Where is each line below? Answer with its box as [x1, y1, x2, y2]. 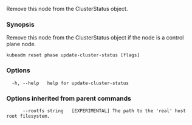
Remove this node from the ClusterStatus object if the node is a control [6, 34, 184, 41]
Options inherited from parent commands [6, 94, 132, 103]
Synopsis [6, 20, 35, 29]
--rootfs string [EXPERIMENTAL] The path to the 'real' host [22, 107, 187, 114]
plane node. [6, 41, 36, 48]
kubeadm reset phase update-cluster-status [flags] [6, 52, 140, 58]
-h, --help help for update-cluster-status [12, 80, 129, 86]
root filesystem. [6, 113, 50, 119]
